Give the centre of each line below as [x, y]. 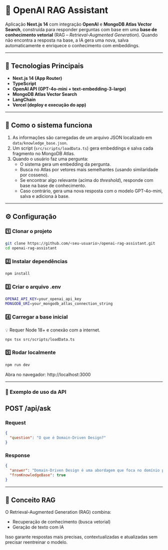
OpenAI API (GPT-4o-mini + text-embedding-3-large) [69, 89]
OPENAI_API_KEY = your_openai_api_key [43, 299]
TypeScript [24, 83]
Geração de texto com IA [38, 527]
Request [15, 422]
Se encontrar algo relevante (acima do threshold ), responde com [86, 180]
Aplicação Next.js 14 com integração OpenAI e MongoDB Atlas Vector [78, 24]
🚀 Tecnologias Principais [44, 66]
